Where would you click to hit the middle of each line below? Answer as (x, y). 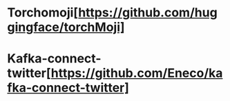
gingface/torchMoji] (66, 27)
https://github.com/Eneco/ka (137, 73)
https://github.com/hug (148, 13)
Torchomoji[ (43, 13)
